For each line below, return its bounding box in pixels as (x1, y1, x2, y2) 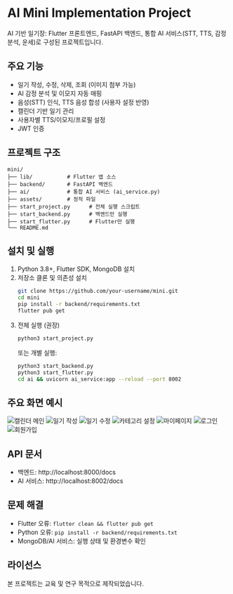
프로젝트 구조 (7, 147, 61, 159)
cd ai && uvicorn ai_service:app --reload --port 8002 (17, 376, 182, 383)
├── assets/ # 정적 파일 (7, 195, 96, 203)
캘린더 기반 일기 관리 (17, 107, 74, 115)
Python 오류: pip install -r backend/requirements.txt (17, 528, 178, 536)
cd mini (17, 294, 40, 301)
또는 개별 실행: (17, 348, 58, 357)
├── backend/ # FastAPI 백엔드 (7, 180, 114, 187)
